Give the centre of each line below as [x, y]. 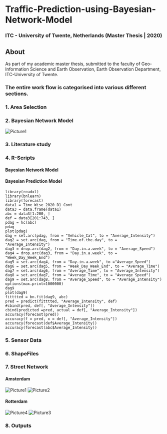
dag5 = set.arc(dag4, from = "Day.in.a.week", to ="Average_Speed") [78, 262]
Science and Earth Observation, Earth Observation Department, [95, 69]
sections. [17, 94]
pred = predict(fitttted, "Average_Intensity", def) [61, 301]
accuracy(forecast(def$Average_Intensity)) [51, 323]
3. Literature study [28, 144]
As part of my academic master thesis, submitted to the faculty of [73, 64]
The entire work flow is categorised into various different [76, 87]
